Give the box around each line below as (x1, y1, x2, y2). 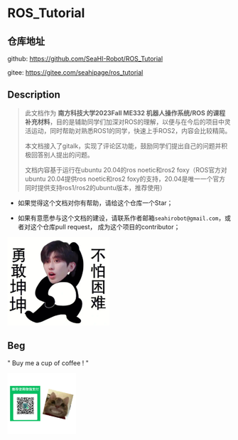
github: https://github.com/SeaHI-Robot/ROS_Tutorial (7, 55, 163, 63)
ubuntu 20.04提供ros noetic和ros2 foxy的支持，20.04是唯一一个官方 (24, 174, 226, 183)
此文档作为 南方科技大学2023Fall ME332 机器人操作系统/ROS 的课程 (24, 108, 226, 117)
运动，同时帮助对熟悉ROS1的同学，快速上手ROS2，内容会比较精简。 (31, 126, 232, 135)
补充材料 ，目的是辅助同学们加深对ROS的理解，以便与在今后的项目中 (24, 117, 225, 126)
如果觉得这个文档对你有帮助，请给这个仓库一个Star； (17, 198, 173, 207)
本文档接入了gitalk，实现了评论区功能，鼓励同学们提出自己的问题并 (24, 141, 222, 150)
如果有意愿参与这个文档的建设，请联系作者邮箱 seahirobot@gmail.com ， (17, 214, 225, 222)
